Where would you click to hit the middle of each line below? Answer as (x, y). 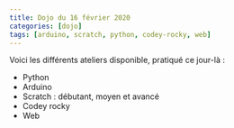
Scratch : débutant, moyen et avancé (91, 96)
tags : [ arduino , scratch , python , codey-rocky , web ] (110, 34)
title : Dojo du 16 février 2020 (70, 18)
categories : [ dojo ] (46, 26)
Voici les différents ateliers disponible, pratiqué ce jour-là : (117, 60)
